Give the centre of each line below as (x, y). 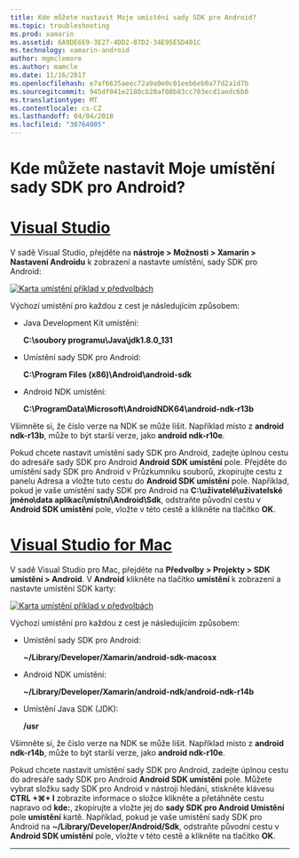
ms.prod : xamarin (42, 34)
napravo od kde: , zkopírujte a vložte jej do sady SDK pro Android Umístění (147, 807)
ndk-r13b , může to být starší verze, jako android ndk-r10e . (118, 436)
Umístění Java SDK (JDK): (71, 709)
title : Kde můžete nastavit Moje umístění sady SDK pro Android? (133, 17)
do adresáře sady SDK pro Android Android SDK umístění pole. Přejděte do (149, 462)
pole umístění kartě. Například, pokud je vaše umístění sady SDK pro (136, 817)
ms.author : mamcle (44, 67)
